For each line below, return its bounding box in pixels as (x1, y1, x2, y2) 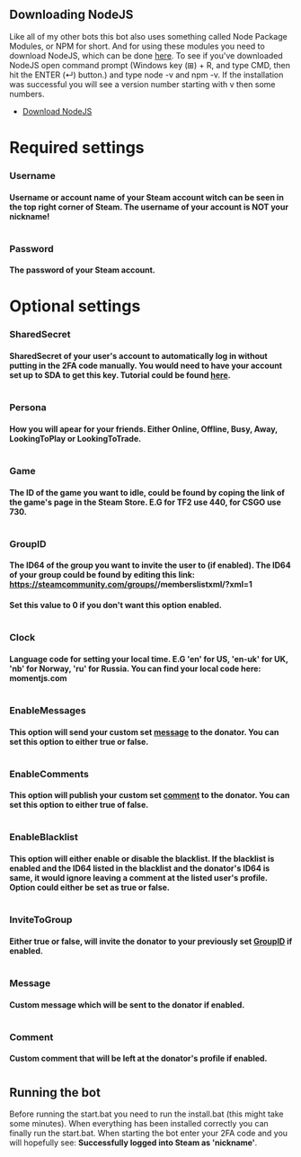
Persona (9, 401, 47, 414)
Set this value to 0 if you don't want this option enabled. (9, 599, 223, 610)
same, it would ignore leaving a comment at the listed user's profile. (9, 873, 268, 883)
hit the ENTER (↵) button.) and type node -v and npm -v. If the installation (9, 69, 284, 80)
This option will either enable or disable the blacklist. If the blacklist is (9, 854, 275, 865)
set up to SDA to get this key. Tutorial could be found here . (9, 370, 231, 381)
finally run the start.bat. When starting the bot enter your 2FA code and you (9, 1128, 288, 1139)
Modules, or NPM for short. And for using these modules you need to (9, 40, 265, 51)
